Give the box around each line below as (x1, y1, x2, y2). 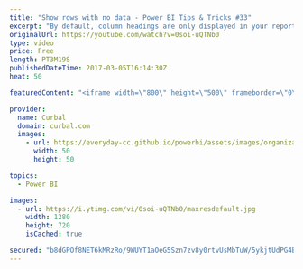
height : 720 (25, 221, 70, 230)
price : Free (9, 47, 54, 56)
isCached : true (25, 229, 83, 239)
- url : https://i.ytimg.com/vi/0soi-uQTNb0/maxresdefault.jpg (17, 204, 256, 213)
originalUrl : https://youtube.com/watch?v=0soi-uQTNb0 (9, 30, 220, 39)
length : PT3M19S (9, 55, 70, 64)
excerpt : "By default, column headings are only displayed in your (9, 22, 269, 31)
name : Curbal (17, 113, 67, 122)
